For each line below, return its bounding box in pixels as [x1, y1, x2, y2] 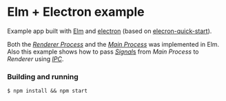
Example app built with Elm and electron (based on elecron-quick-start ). [7, 27, 212, 35]
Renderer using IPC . [7, 54, 64, 63]
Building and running [7, 71, 79, 81]
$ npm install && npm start [7, 87, 88, 95]
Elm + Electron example [7, 4, 145, 20]
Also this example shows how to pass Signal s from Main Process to [7, 47, 199, 56]
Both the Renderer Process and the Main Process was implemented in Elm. [7, 40, 220, 48]
